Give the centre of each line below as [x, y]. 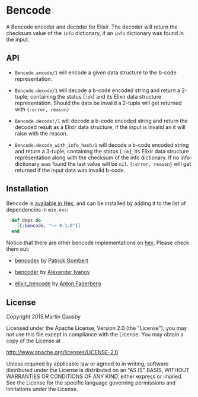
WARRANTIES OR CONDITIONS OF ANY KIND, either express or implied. [94, 376]
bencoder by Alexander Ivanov [52, 272]
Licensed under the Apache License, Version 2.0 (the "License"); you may [97, 328]
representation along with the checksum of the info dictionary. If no [97, 157]
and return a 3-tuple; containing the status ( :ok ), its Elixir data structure [102, 151]
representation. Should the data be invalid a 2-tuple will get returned [98, 103]
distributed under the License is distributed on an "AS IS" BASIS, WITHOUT [98, 370]
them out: [18, 249]
